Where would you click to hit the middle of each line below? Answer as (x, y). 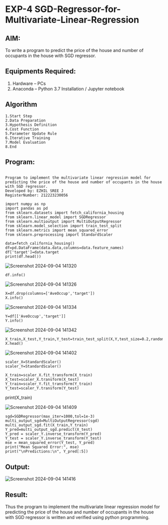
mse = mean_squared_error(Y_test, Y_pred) (50, 443)
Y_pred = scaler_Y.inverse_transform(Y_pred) (53, 434)
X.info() (14, 298)
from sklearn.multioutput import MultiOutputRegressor (63, 222)
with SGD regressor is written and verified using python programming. (77, 517)
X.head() (14, 344)
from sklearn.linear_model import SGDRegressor (56, 217)
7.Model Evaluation (25, 142)
